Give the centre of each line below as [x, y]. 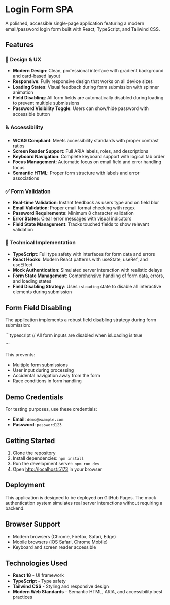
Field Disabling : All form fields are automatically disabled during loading [88, 97]
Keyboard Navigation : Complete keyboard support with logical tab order [89, 156]
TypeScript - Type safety [39, 581]
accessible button [31, 114]
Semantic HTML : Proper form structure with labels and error [76, 173]
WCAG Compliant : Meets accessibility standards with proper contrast [86, 140]
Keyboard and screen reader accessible [54, 547]
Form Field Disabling [38, 307]
